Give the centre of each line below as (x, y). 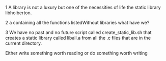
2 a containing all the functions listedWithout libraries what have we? (77, 23)
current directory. (24, 43)
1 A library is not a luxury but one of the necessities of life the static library (83, 7)
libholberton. (19, 13)
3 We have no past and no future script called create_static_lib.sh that (78, 32)
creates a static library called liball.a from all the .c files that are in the (78, 38)
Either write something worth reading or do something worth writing (76, 53)
